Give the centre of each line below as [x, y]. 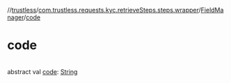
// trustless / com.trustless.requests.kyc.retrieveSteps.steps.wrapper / [104, 10]
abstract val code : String [42, 71]
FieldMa [212, 10]
